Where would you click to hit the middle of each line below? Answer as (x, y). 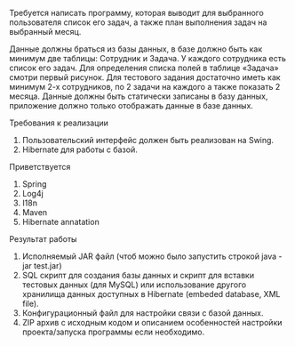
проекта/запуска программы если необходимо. (113, 332)
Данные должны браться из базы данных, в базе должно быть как (136, 49)
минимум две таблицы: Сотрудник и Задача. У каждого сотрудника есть (147, 58)
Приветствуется (40, 167)
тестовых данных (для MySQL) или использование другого (134, 285)
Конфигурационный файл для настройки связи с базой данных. (143, 313)
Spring (34, 184)
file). (30, 303)
